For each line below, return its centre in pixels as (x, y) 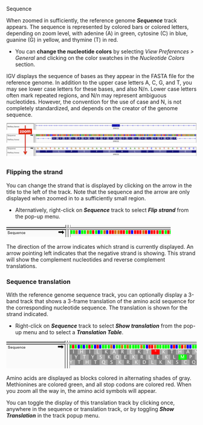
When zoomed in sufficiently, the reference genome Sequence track (92, 20)
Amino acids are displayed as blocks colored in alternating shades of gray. (99, 378)
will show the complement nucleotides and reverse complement (86, 259)
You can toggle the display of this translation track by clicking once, (91, 403)
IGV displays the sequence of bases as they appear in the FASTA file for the (100, 76)
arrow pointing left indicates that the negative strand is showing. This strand (101, 253)
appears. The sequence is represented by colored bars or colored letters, (98, 27)
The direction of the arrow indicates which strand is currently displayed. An (100, 246)
